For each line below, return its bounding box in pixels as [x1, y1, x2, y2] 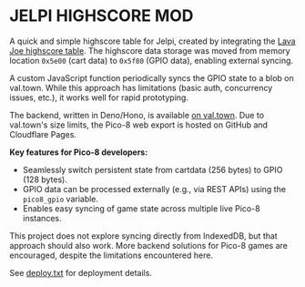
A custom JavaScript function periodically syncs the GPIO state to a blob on [9, 72, 294, 83]
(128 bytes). [22, 174, 68, 185]
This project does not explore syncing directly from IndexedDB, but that [9, 230, 278, 241]
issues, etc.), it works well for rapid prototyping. [9, 92, 189, 103]
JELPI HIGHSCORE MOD [9, 5, 194, 26]
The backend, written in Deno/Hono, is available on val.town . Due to [9, 109, 265, 120]
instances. [22, 212, 62, 223]
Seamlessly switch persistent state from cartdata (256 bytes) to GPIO [22, 164, 283, 175]
